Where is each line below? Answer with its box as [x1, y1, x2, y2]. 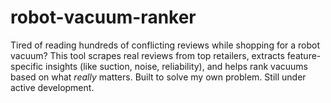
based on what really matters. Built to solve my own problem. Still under [10, 71, 307, 83]
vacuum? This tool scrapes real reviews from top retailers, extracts [10, 49, 285, 61]
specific [10, 60, 44, 72]
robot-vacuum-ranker [10, 6, 197, 29]
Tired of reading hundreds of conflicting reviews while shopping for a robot [10, 39, 321, 51]
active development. [10, 81, 95, 93]
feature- [286, 49, 322, 61]
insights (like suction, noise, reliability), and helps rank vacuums [45, 60, 308, 72]
